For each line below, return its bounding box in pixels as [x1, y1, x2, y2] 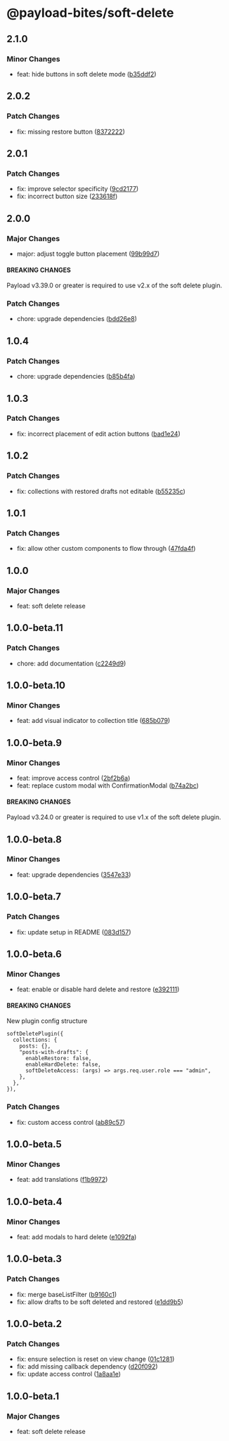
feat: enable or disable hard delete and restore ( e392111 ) [16, 985, 180, 993]
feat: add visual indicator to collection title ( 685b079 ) [16, 717, 171, 725]
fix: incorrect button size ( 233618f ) [16, 192, 118, 201]
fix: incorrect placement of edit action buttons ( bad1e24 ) [16, 429, 181, 438]
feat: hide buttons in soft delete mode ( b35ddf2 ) [16, 70, 157, 78]
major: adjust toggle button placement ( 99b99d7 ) [16, 249, 160, 258]
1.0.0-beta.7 [6, 891, 61, 903]
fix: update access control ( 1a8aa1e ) [16, 1370, 121, 1378]
